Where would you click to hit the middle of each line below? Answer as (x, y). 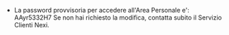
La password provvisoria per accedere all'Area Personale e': (101, 10)
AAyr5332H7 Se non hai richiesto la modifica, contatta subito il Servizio (118, 17)
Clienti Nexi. (31, 25)
